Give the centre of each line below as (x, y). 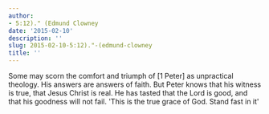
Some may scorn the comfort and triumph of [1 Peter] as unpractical (121, 76)
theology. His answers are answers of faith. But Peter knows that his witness (135, 84)
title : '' (25, 53)
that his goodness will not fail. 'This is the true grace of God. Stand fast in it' (134, 102)
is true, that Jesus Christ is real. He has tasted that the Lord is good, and (128, 93)
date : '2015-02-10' (41, 31)
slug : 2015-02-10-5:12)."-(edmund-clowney (80, 46)
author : (21, 16)
